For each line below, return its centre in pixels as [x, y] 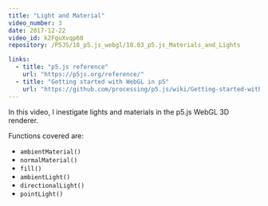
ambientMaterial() [50, 152]
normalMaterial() [49, 160]
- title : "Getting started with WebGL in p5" [93, 82]
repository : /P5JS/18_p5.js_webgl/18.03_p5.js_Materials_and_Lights [124, 45]
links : [19, 60]
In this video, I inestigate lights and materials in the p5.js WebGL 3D [119, 111]
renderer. [23, 120]
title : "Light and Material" [57, 16]
